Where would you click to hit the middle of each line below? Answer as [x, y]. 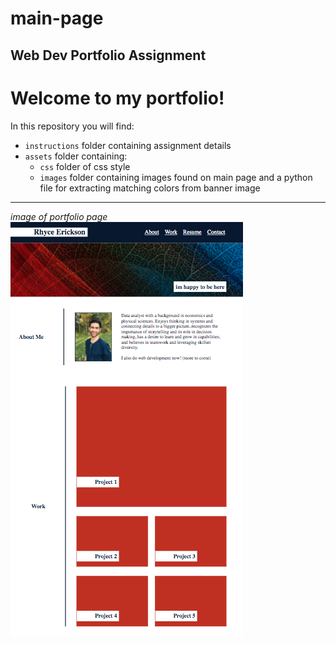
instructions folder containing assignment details [128, 145]
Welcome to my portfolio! [117, 98]
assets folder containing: [76, 156]
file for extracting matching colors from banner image [150, 188]
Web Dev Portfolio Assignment [108, 55]
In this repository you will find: [72, 126]
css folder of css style [85, 166]
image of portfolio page [59, 216]
